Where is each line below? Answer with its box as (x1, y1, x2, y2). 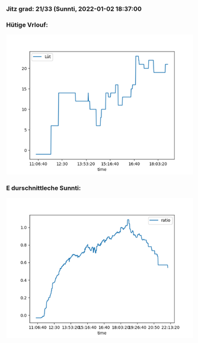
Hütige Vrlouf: (6, 20, 49, 28)
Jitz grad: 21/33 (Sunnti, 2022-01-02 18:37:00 (6, 5, 142, 13)
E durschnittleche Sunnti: (6, 184, 81, 192)
